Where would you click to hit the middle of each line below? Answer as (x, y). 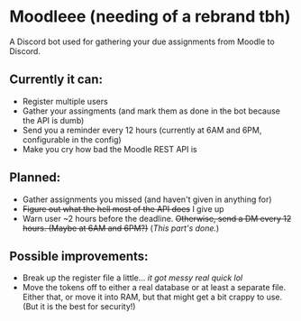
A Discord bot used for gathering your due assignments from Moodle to (142, 41)
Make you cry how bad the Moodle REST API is (110, 149)
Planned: (35, 178)
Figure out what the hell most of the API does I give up (123, 208)
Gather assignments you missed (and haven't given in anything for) (147, 199)
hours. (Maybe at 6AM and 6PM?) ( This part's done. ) (121, 228)
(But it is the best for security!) (79, 307)
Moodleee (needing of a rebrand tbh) (150, 17)
